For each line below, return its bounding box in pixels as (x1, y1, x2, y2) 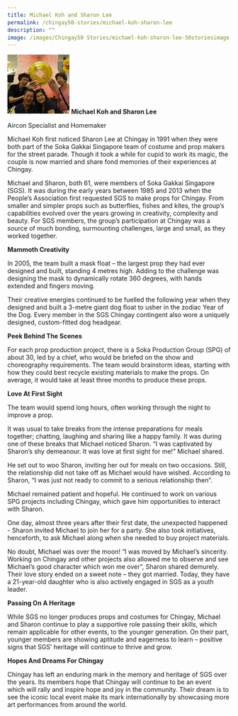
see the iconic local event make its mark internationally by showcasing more (7, 693, 230, 702)
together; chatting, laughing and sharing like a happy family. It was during (7, 432, 222, 441)
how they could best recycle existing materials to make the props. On (7, 368, 209, 377)
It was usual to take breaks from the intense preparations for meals (7, 424, 203, 433)
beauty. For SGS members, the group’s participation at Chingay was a (7, 216, 210, 225)
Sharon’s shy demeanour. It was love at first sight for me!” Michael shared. (7, 447, 225, 456)
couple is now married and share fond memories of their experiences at (7, 158, 217, 166)
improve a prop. (7, 411, 54, 419)
